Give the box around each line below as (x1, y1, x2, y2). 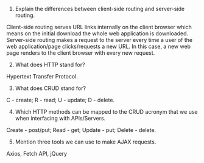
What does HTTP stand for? (15, 61, 85, 68)
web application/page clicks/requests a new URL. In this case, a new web (6, 43, 191, 50)
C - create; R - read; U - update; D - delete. (6, 97, 114, 103)
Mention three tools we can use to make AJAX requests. (15, 138, 157, 145)
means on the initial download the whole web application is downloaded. (6, 30, 189, 37)
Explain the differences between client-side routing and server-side (15, 5, 185, 12)
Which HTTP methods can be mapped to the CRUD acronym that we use (15, 108, 198, 115)
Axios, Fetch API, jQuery (6, 150, 68, 157)
